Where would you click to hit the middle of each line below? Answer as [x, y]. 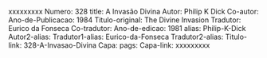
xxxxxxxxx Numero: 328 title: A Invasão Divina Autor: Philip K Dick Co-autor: [133, 12]
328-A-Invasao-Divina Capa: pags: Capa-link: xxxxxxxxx [117, 45]
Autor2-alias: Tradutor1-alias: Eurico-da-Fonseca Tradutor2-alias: [116, 37]
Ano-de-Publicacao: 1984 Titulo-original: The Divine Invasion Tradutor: [125, 20]
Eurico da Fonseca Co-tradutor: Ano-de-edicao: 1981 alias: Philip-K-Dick [127, 28]
